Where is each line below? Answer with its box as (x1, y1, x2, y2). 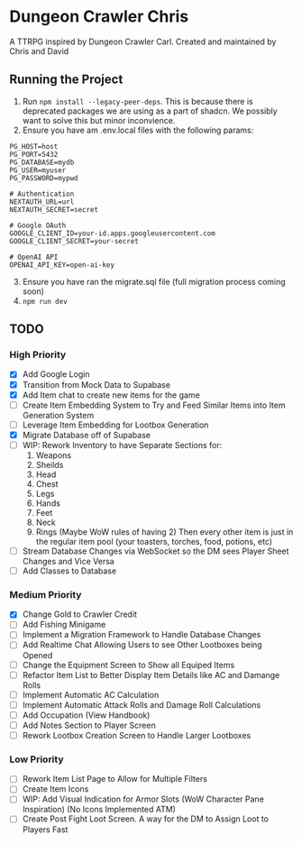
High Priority (9, 349, 67, 362)
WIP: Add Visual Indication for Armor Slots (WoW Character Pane (22, 794, 264, 804)
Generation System (22, 409, 95, 420)
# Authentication (9, 189, 75, 198)
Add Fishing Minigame (22, 619, 106, 630)
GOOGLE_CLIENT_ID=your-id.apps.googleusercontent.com (9, 228, 216, 238)
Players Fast (22, 823, 69, 835)
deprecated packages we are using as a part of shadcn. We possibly (22, 105, 278, 116)
